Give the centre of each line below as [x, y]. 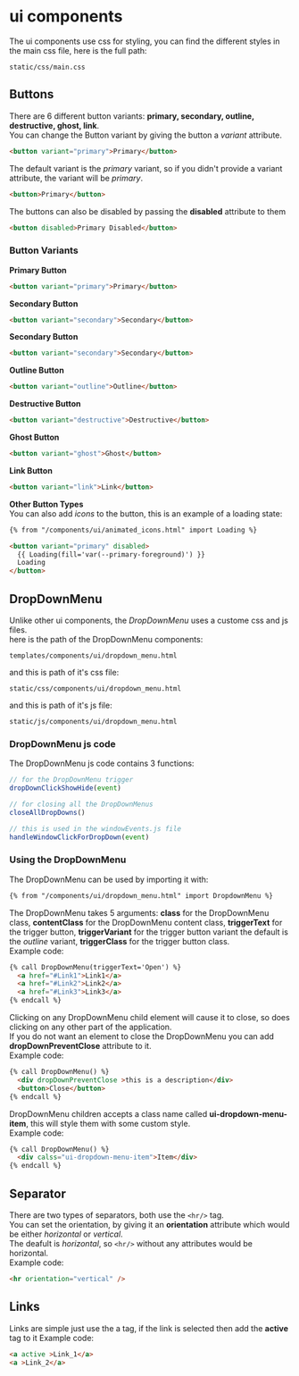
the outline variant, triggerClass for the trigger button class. [120, 941]
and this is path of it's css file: [64, 672]
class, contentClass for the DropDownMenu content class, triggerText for [146, 922]
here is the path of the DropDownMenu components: [106, 639]
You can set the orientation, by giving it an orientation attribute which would [149, 1225]
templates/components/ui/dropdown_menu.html [93, 655]
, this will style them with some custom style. [108, 1123]
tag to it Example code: [52, 1338]
